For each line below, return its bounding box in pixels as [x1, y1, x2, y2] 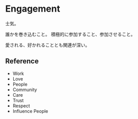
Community [12, 87, 37, 93]
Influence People [12, 108, 48, 114]
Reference [5, 57, 39, 66]
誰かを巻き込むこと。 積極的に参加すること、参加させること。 [5, 31, 135, 37]
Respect [12, 102, 30, 109]
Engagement [5, 3, 60, 15]
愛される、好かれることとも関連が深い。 [5, 42, 90, 48]
